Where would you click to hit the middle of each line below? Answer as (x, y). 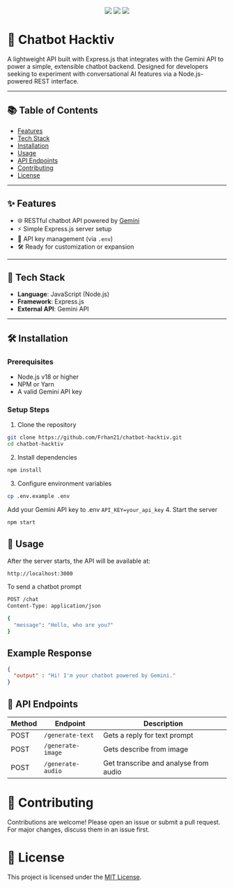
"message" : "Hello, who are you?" (63, 625)
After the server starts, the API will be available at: (79, 561)
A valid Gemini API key (49, 392)
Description (163, 724)
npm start (22, 522)
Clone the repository (47, 425)
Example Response (49, 654)
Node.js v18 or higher (48, 377)
